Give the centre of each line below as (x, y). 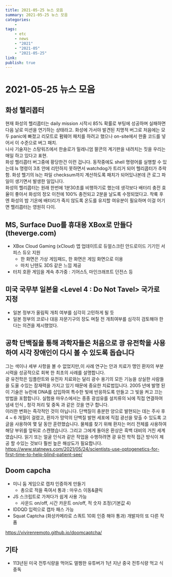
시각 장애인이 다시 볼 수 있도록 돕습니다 (77, 353)
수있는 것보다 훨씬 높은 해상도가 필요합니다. (59, 443)
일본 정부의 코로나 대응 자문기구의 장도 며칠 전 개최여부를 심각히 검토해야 (85, 319)
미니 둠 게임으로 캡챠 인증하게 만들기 (49, 483)
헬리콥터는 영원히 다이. (33, 207)
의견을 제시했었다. (40, 325)
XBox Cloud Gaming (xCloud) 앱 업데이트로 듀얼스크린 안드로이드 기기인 (86, 246)
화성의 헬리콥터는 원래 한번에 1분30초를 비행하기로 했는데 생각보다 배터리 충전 (83, 188)
